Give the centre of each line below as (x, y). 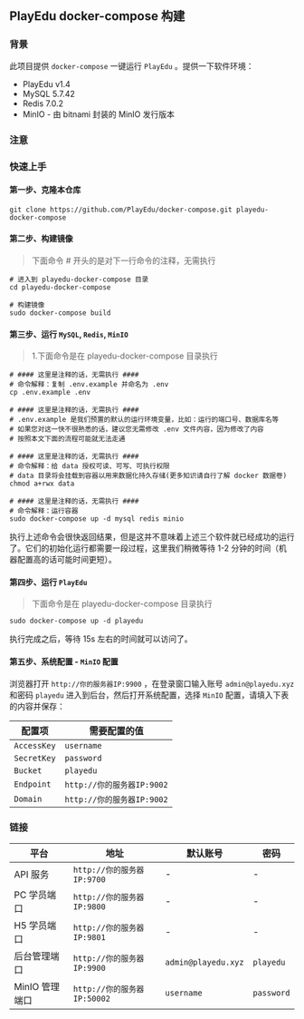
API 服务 (32, 874)
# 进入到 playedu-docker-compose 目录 (79, 279)
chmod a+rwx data (42, 484)
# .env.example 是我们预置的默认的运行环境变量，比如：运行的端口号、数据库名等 (144, 420)
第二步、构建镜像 (41, 239)
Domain (28, 799)
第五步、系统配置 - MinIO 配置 (64, 661)
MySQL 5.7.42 (48, 93)
